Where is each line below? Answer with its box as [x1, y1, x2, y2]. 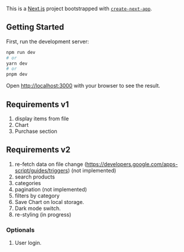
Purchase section [14, 127, 57, 135]
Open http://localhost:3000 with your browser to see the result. [6, 82, 161, 90]
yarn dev [6, 60, 28, 66]
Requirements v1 [6, 99, 69, 109]
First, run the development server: [6, 38, 89, 45]
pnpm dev [6, 71, 28, 78]
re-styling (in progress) [14, 210, 72, 218]
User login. [14, 240, 42, 247]
